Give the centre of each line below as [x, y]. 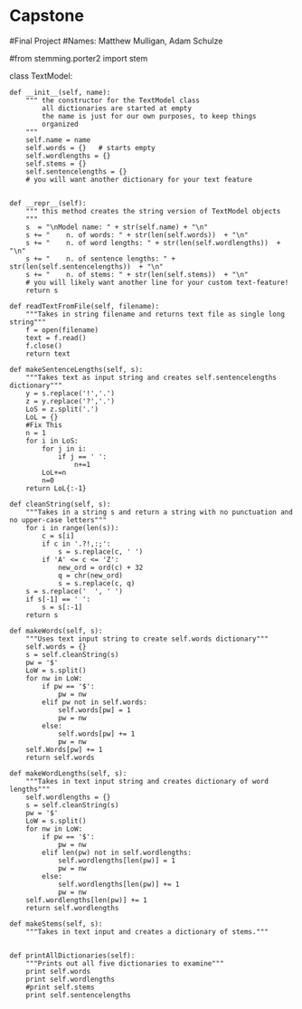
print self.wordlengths [71, 979]
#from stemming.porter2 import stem [79, 58]
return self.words [60, 757]
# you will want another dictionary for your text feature [139, 179]
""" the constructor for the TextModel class [113, 100]
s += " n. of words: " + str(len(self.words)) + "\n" [137, 235]
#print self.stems [60, 987]
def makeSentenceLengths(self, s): [76, 369]
